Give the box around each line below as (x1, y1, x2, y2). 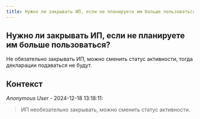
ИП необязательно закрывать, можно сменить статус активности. (20, 106, 190, 113)
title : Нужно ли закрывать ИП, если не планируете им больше (6, 8, 161, 15)
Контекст (6, 79, 43, 89)
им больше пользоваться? (6, 40, 111, 50)
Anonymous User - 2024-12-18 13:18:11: (6, 95, 104, 102)
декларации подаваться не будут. (6, 62, 92, 69)
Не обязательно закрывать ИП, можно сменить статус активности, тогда (6, 56, 193, 63)
